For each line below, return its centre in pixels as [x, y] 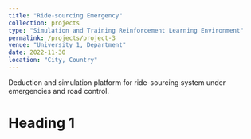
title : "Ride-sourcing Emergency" [66, 15]
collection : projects [44, 23]
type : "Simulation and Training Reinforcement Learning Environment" [126, 30]
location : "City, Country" [53, 60]
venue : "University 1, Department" [67, 45]
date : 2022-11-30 [37, 52]
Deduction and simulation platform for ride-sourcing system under [117, 82]
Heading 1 [42, 123]
